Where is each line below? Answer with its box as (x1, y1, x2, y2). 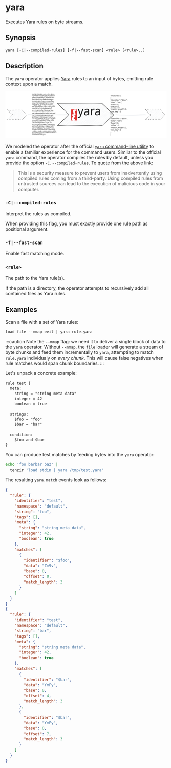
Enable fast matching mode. (5, 251, 65, 257)
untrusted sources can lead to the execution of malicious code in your (17, 180, 165, 186)
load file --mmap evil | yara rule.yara (5, 329, 93, 335)
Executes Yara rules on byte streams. (5, 18, 84, 25)
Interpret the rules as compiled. (5, 211, 72, 217)
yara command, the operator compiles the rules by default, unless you (5, 154, 154, 160)
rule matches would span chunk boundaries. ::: (5, 360, 104, 366)
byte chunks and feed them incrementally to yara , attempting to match (5, 349, 154, 355)
